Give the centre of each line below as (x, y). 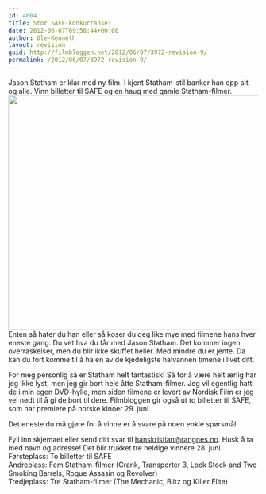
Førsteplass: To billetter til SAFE (60, 456)
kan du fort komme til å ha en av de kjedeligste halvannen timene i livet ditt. (131, 359)
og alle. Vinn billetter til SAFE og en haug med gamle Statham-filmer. (120, 91)
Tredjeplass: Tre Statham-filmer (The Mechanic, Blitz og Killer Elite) (118, 481)
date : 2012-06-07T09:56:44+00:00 (64, 30)
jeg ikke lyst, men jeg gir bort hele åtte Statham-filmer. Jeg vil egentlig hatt (130, 383)
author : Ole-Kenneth (42, 38)
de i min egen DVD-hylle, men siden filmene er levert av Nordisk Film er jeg (131, 392)
